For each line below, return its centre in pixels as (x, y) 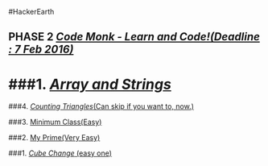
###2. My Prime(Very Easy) (54, 138)
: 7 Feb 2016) (41, 50)
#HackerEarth (31, 12)
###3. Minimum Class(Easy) (55, 122)
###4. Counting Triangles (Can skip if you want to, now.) (101, 106)
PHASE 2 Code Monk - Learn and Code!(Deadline (134, 37)
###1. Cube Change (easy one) (60, 153)
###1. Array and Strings (90, 84)
